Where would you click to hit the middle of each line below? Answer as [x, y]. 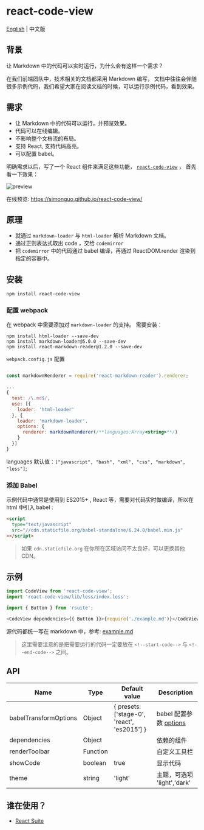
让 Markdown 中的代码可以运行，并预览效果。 [73, 123]
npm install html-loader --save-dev [53, 336]
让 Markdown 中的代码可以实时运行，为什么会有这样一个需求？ [85, 66]
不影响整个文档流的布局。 [47, 138]
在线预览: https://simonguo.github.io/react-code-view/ [74, 199]
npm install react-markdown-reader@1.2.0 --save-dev [74, 347]
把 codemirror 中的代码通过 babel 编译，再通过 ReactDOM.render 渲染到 [105, 251]
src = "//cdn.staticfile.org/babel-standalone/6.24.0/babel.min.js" [97, 530]
